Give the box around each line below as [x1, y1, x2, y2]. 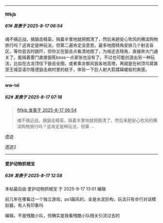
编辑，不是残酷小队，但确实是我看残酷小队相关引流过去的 [5, 212, 120, 218]
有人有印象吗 [17, 202, 44, 208]
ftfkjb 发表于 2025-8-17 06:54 [16, 107, 77, 113]
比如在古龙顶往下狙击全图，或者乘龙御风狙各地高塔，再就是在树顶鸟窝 [13, 60, 154, 66]
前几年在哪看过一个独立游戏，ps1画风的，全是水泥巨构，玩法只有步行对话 [5, 196, 152, 202]
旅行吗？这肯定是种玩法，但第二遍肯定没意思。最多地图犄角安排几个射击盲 [5, 42, 154, 48]
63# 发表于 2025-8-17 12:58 [5, 173, 63, 178]
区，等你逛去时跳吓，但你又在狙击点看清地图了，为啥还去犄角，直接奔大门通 [5, 48, 158, 54]
